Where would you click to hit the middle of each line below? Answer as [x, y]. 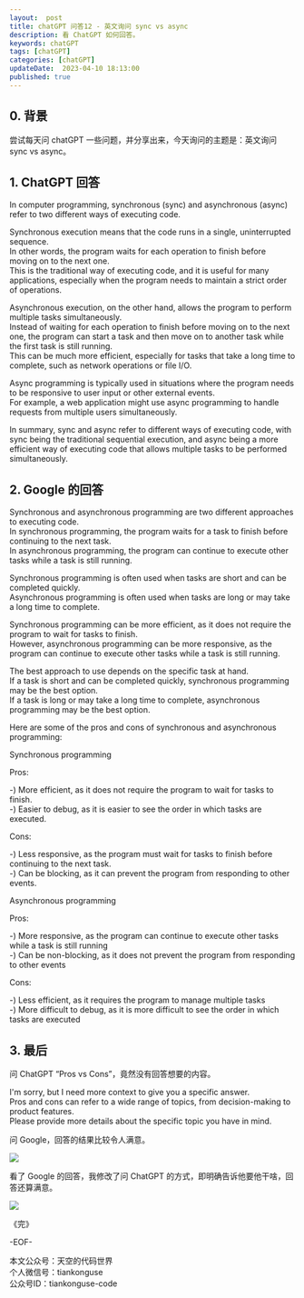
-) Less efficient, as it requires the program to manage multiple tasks [137, 1000]
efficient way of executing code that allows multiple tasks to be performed [148, 449]
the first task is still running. [61, 346]
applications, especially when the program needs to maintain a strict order [148, 280]
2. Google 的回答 [57, 489]
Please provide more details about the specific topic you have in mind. [141, 1121]
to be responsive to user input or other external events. [112, 393]
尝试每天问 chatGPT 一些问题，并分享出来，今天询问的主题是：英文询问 [143, 140]
